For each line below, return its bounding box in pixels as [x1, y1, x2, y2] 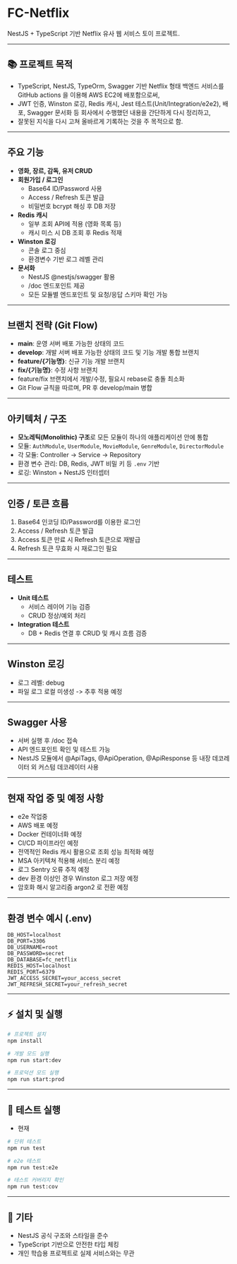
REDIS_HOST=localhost [7, 962, 71, 969]
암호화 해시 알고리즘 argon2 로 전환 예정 [17, 883, 129, 892]
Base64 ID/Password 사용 [28, 184, 102, 192]
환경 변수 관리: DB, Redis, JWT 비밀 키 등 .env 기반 [17, 459, 160, 468]
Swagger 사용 [7, 716, 67, 728]
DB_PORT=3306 [7, 938, 46, 945]
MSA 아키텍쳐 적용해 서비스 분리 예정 [17, 856, 121, 865]
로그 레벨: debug [17, 678, 65, 687]
